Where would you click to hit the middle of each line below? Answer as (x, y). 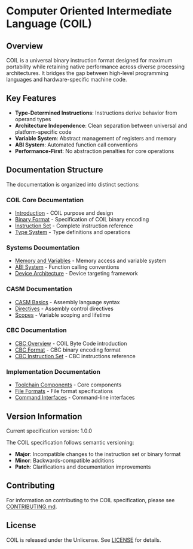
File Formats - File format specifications (64, 391)
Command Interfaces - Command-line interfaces (75, 398)
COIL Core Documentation (45, 200)
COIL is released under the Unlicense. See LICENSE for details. (84, 540)
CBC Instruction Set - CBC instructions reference (75, 356)
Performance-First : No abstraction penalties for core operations (94, 151)
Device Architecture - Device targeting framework (76, 274)
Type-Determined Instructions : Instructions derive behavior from (96, 113)
